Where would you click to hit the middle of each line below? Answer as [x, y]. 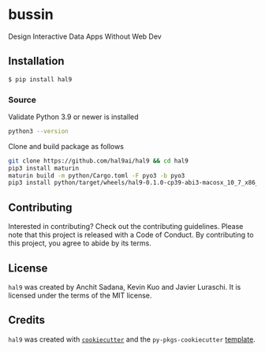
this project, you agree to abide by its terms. [80, 243]
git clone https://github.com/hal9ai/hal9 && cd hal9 [99, 161]
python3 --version [38, 131]
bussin [31, 15]
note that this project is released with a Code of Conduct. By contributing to [131, 235]
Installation [36, 61]
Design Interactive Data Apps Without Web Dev [85, 36]
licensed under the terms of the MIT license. [80, 295]
